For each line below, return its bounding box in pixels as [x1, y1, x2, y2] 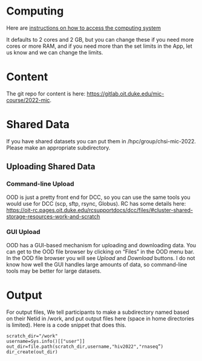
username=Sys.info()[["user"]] [6, 338, 85, 344]
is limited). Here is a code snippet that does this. [6, 321, 126, 328]
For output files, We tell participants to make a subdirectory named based [6, 308, 189, 316]
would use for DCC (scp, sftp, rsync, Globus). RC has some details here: [6, 200, 186, 207]
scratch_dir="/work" [6, 333, 59, 339]
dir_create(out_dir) [6, 349, 59, 355]
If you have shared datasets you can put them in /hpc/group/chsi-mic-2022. [6, 137, 197, 145]
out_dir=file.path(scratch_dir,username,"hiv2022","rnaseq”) [6, 343, 164, 350]
